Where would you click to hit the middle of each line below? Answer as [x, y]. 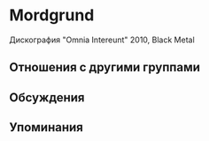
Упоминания [46, 127]
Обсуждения [47, 97]
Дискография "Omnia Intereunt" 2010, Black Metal [102, 40]
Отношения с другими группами [105, 67]
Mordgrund [52, 15]
